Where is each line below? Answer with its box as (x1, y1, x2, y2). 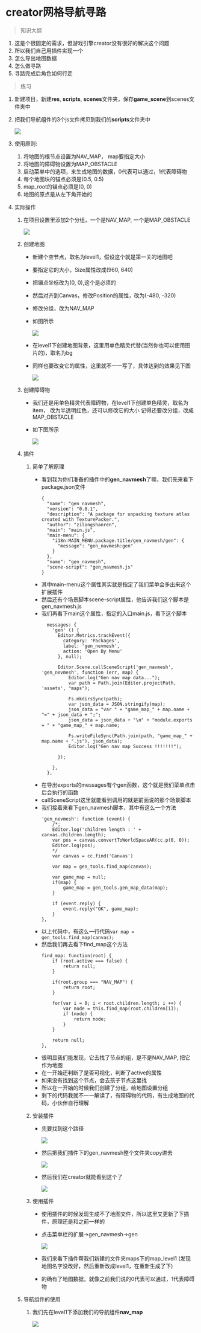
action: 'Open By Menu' (63, 648, 123, 654)
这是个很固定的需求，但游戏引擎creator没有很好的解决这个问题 (14, 39, 170, 47)
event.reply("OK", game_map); (63, 906, 139, 912)
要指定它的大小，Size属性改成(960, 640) (32, 266, 134, 273)
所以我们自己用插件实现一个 (14, 47, 84, 54)
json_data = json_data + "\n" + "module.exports (68, 717, 193, 723)
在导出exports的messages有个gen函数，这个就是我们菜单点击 (41, 781, 196, 789)
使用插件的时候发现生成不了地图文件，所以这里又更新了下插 (41, 1210, 190, 1218)
